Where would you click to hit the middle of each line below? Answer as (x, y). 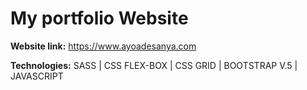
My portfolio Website (99, 18)
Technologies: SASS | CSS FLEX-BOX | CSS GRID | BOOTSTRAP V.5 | (154, 65)
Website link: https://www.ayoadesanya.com (103, 46)
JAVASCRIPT (37, 76)
